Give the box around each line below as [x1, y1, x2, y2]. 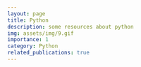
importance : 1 [7, 36, 49, 43]
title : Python [7, 17, 49, 24]
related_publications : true [7, 50, 90, 57]
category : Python [7, 43, 59, 50]
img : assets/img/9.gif [7, 29, 74, 37]
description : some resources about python [7, 23, 134, 30]
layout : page [7, 10, 46, 17]
